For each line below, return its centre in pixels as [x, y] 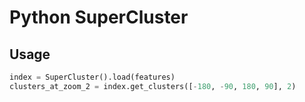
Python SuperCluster [99, 17]
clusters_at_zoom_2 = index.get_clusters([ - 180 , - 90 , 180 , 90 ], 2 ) [153, 86]
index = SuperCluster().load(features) [92, 77]
